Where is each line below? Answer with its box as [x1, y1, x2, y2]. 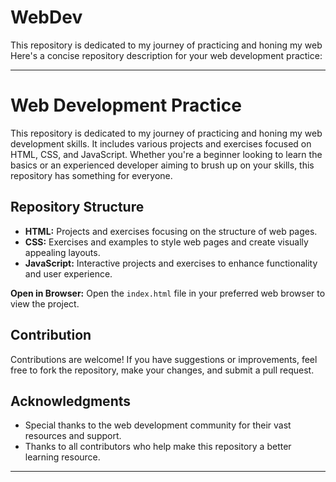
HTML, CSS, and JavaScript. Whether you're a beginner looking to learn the [10, 148, 323, 160]
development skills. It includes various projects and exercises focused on [10, 137, 312, 150]
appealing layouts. [24, 246, 101, 258]
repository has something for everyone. [10, 169, 173, 181]
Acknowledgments [10, 392, 132, 410]
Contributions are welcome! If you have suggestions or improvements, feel [10, 353, 318, 365]
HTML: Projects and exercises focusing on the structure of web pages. [24, 225, 318, 237]
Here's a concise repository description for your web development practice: [10, 49, 323, 61]
